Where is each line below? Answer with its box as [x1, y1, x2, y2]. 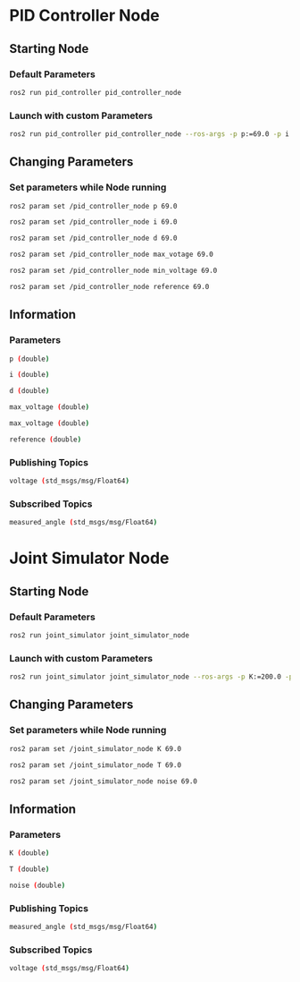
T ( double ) [9, 865, 50, 874]
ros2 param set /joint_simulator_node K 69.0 [9, 744, 181, 753]
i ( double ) [9, 371, 50, 380]
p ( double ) [9, 354, 50, 363]
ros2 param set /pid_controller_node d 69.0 [9, 234, 178, 243]
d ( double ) [9, 387, 50, 396]
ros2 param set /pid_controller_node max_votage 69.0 [9, 250, 214, 260]
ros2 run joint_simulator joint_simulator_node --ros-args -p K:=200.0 [9, 672, 281, 681]
